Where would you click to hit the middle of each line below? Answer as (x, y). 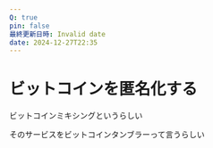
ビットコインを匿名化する (104, 89)
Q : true (24, 17)
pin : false (30, 26)
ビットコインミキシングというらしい (76, 116)
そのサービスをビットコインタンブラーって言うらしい (107, 135)
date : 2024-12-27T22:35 (54, 42)
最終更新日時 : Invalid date (57, 34)
